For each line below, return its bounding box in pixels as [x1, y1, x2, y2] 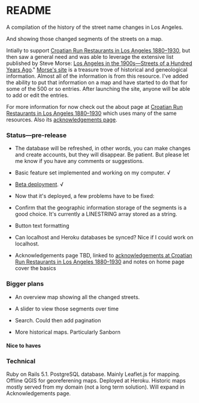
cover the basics [14, 265, 56, 272]
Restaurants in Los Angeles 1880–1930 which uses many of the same [6, 109, 177, 117]
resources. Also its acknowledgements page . [6, 115, 117, 123]
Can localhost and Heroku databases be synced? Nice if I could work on [14, 234, 194, 241]
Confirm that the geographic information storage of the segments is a [14, 204, 187, 211]
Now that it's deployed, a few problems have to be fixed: [14, 192, 155, 200]
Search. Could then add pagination [14, 316, 101, 324]
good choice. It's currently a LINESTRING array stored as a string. [14, 211, 177, 218]
